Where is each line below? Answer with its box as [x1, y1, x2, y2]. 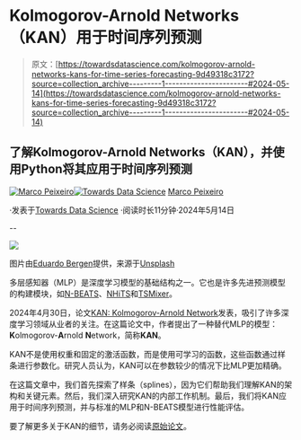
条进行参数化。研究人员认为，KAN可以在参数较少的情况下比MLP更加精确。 [9, 360, 288, 371]
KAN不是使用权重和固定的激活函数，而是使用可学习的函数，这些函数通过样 [9, 348, 286, 359]
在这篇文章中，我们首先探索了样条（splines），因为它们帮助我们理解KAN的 [9, 379, 285, 390]
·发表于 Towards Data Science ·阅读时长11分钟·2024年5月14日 [9, 204, 235, 216]
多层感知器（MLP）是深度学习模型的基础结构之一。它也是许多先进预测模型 [9, 277, 286, 287]
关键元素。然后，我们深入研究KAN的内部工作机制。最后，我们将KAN [24, 390, 279, 400]
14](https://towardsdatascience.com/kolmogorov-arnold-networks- [31, 87, 281, 99]
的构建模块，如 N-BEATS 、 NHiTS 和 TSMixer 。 [9, 288, 178, 299]
